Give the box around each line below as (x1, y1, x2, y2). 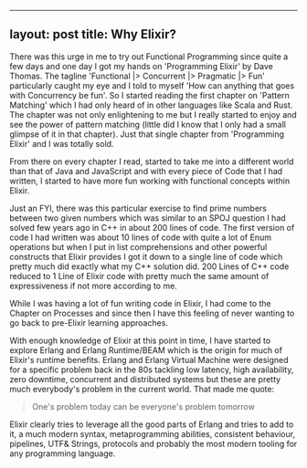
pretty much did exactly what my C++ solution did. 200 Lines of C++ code (9, 261, 290, 272)
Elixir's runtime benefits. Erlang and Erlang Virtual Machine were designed (9, 354, 290, 365)
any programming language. (9, 448, 116, 459)
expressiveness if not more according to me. (9, 280, 178, 291)
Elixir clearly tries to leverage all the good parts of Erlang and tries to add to (9, 419, 294, 430)
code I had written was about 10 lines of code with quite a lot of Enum (9, 232, 272, 243)
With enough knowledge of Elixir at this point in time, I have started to (9, 335, 271, 346)
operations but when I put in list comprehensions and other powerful (9, 241, 268, 252)
